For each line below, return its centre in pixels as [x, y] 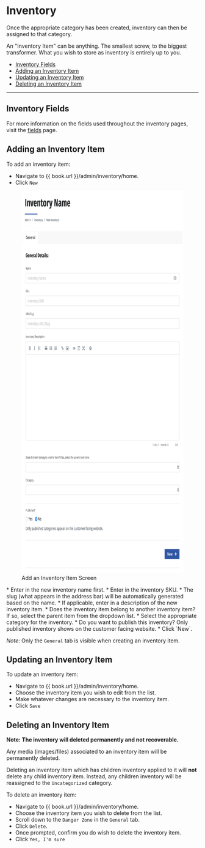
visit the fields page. [32, 130]
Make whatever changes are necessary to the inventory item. [92, 699]
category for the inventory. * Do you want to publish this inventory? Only [97, 622]
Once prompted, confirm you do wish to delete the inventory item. [98, 833]
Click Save [28, 706]
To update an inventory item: [42, 674]
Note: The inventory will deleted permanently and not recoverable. [92, 740]
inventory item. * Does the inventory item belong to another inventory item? [101, 609]
